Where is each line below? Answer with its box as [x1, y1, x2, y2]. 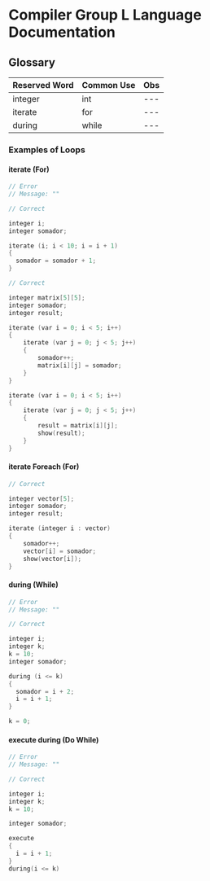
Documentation [8, 23, 116, 42]
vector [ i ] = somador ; [23, 547, 96, 555]
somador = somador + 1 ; [15, 256, 96, 265]
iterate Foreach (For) [8, 462, 80, 471]
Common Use [81, 80, 136, 90]
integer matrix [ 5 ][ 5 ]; [8, 293, 85, 302]
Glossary [8, 55, 55, 69]
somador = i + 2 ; [15, 687, 75, 695]
